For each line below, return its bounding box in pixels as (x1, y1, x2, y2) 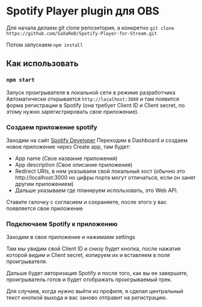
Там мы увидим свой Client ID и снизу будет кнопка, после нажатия (6, 245, 182, 252)
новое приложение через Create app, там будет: (6, 143, 131, 150)
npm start (6, 76, 35, 84)
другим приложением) (14, 180, 74, 187)
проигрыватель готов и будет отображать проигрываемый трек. (6, 276, 173, 284)
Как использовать (6, 58, 79, 69)
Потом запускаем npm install (6, 41, 83, 48)
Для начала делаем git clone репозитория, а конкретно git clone (6, 24, 174, 31)
